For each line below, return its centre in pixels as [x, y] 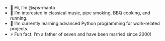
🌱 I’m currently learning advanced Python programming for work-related [85, 23]
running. [19, 18]
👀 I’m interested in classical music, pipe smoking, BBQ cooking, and [80, 13]
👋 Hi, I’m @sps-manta [32, 8]
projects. [19, 29]
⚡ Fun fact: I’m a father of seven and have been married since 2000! [81, 34]
